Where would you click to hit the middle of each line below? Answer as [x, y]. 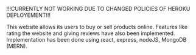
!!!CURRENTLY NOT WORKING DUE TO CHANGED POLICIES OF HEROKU [98, 9]
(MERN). [17, 46]
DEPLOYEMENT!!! [28, 15]
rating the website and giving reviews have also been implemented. [91, 33]
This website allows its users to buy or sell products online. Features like [97, 27]
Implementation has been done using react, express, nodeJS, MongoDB [96, 40]
